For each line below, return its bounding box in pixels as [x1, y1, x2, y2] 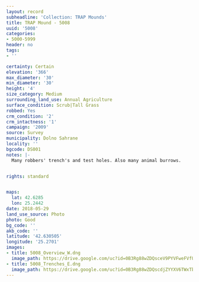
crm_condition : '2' [6, 113, 54, 119]
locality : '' [6, 141, 38, 147]
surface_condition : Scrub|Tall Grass [6, 102, 99, 108]
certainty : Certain [6, 64, 54, 69]
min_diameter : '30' [6, 80, 54, 86]
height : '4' [6, 85, 36, 92]
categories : [6, 31, 36, 37]
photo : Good [6, 217, 36, 223]
